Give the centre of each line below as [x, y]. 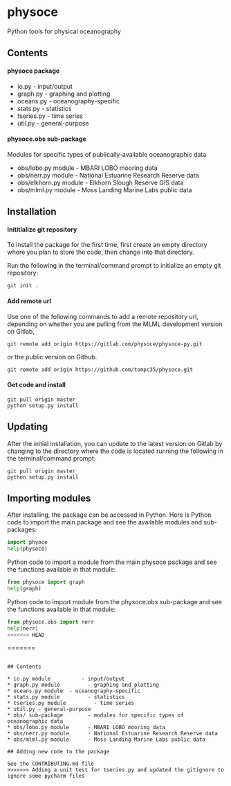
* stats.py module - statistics [66, 697]
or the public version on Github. [52, 357]
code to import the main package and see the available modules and [105, 522]
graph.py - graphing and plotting [64, 94]
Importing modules [49, 498]
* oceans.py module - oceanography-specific [74, 691]
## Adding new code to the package [58, 752]
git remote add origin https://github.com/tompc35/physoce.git [100, 369]
